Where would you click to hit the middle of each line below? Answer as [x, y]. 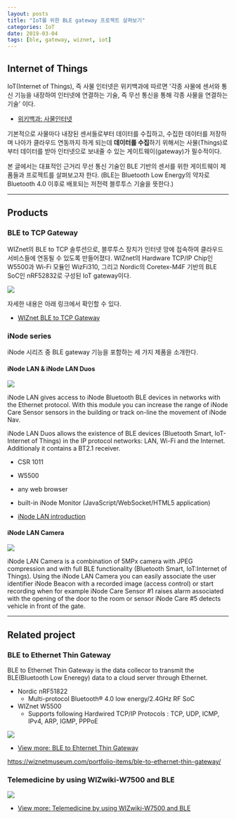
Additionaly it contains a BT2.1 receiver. [64, 449]
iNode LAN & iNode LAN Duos [51, 368]
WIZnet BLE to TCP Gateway [59, 318]
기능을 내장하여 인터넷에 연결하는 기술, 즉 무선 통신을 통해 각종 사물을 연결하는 [121, 95]
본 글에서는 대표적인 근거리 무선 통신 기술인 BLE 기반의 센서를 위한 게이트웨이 [113, 166]
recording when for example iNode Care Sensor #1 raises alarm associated [116, 591]
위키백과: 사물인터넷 [45, 118]
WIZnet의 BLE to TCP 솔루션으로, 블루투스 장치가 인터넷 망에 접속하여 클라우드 [115, 249]
